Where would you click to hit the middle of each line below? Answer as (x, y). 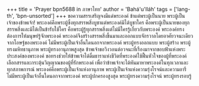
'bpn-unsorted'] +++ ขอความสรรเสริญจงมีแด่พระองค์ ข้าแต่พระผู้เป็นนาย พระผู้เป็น (100, 16)
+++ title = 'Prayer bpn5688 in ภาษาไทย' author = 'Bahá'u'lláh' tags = (90, 9)
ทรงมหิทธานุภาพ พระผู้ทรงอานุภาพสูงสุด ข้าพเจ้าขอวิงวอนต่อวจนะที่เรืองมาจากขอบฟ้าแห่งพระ (96, 49)
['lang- (182, 9)
